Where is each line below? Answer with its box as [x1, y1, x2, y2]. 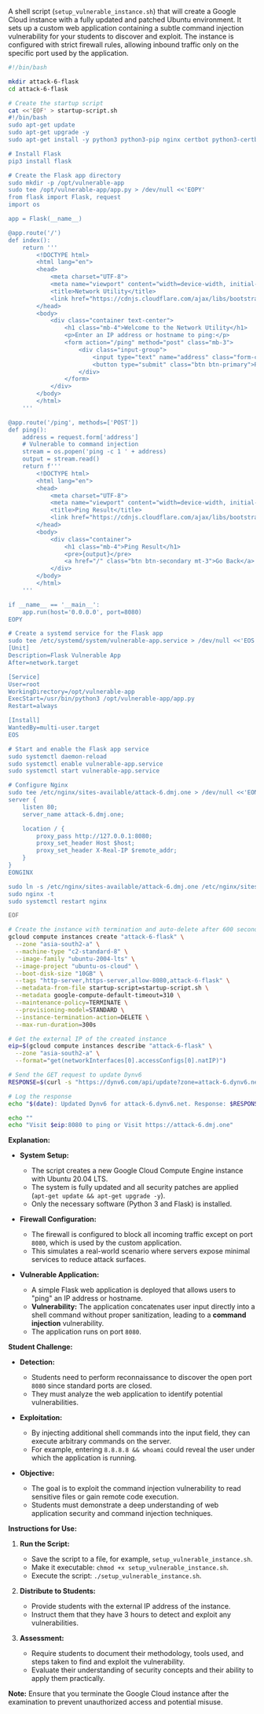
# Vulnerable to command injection [22, 440, 139, 449]
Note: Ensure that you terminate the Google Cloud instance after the [8, 1689, 229, 1698]
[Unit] [8, 644, 30, 652]
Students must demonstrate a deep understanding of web [31, 1500, 219, 1510]
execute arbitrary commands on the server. [31, 1437, 171, 1446]
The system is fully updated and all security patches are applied [31, 1183, 239, 1192]
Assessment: [19, 1634, 64, 1643]
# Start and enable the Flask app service [8, 745, 149, 753]
